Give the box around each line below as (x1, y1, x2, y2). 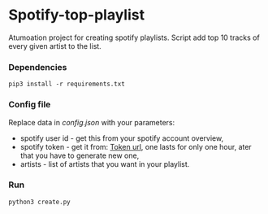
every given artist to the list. (8, 41, 102, 50)
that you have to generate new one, (19, 151, 140, 160)
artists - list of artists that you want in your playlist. (19, 159, 190, 168)
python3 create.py (8, 198, 71, 206)
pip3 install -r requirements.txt (8, 80, 126, 89)
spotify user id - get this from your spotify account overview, (19, 133, 224, 143)
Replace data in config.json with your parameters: (8, 117, 175, 127)
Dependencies (8, 61, 67, 72)
